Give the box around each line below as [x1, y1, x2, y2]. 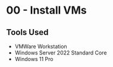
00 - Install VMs [6, 4, 87, 17]
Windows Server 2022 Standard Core [14, 49, 107, 56]
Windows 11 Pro [14, 56, 54, 62]
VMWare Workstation [14, 43, 67, 50]
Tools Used [6, 27, 49, 37]
